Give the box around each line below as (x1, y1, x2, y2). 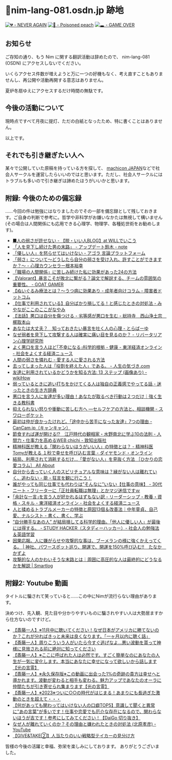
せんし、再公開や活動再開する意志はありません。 (5, 77, 106, 83)
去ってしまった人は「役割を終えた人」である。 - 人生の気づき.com (12, 363, 150, 369)
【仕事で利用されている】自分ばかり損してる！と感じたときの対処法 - (12, 300, 156, 307)
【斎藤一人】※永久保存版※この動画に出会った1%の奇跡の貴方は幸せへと (12, 671, 160, 677)
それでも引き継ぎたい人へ (5, 151, 84, 160)
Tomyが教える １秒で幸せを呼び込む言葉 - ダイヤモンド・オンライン (12, 450, 153, 456)
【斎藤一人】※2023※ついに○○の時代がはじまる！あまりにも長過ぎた (12, 690, 156, 695)
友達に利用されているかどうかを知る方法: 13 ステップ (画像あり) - (12, 369, 147, 375)
